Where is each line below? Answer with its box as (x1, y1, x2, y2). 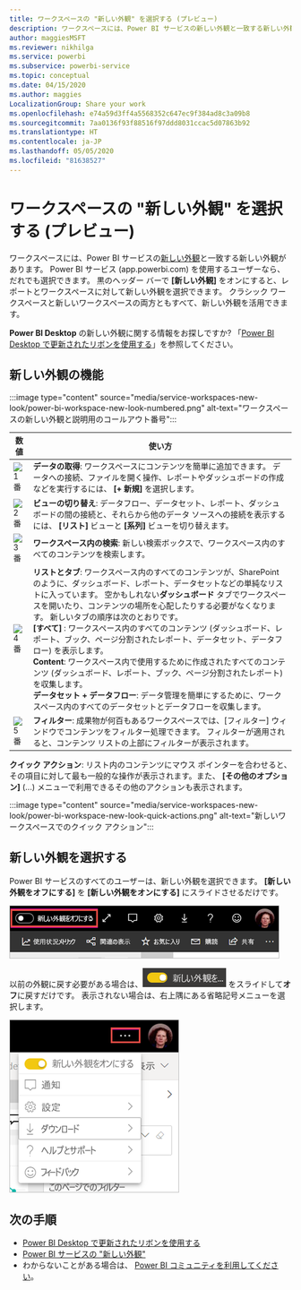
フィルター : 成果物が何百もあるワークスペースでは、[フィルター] (32, 715, 271, 726)
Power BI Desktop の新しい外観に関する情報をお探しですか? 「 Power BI (9, 327, 275, 338)
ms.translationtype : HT (9, 128, 99, 137)
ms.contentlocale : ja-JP (9, 137, 102, 147)
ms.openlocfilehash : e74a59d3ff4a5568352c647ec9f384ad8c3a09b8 (9, 108, 251, 118)
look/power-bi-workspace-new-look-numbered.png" (9, 402, 205, 413)
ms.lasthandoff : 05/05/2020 (9, 147, 115, 156)
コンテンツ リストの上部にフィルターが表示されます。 (56, 737, 254, 748)
